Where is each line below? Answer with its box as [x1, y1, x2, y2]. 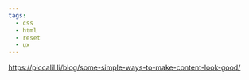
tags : [8, 11, 26, 20]
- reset [15, 33, 41, 42]
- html [15, 26, 37, 34]
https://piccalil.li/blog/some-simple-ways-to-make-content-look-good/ [8, 63, 241, 72]
